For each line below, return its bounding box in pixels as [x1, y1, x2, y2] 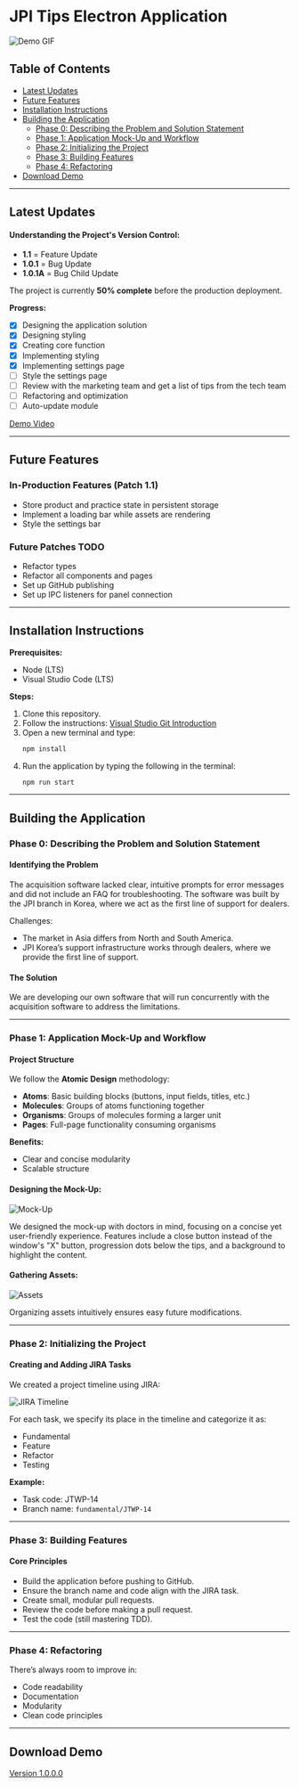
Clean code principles [21, 1710, 103, 1721]
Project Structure [9, 1054, 75, 1065]
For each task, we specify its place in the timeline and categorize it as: [9, 1414, 267, 1424]
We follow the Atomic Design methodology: [9, 1073, 170, 1084]
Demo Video [9, 418, 55, 428]
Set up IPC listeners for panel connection [21, 589, 174, 600]
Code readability [21, 1682, 84, 1693]
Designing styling [21, 330, 86, 340]
